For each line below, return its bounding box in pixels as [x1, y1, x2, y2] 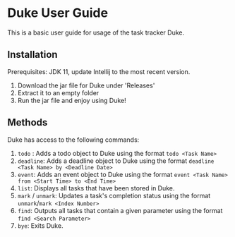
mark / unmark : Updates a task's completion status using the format [17, 191, 211, 200]
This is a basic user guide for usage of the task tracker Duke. [7, 28, 185, 37]
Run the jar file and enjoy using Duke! [17, 96, 126, 104]
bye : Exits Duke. [17, 221, 64, 230]
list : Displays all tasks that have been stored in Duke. [17, 183, 175, 192]
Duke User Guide [7, 5, 108, 21]
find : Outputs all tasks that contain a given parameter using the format [17, 206, 223, 214]
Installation [7, 49, 58, 61]
